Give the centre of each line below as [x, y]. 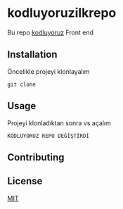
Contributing [36, 157]
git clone [22, 84]
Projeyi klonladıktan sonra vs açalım [59, 123]
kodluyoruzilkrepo [62, 13]
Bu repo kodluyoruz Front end [50, 32]
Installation [32, 55]
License [25, 181]
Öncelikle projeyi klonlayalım [48, 71]
